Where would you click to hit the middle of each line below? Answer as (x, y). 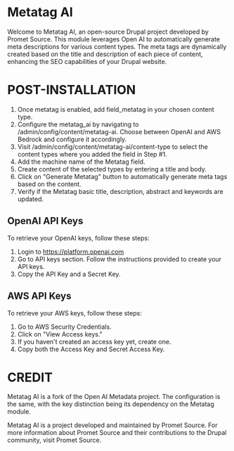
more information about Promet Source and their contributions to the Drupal (117, 433)
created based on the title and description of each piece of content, (105, 54)
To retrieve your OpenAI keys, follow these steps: (78, 238)
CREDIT (30, 377)
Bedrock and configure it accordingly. (72, 139)
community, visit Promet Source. (54, 440)
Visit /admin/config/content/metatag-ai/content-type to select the (113, 146)
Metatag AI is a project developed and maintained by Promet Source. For (112, 425)
